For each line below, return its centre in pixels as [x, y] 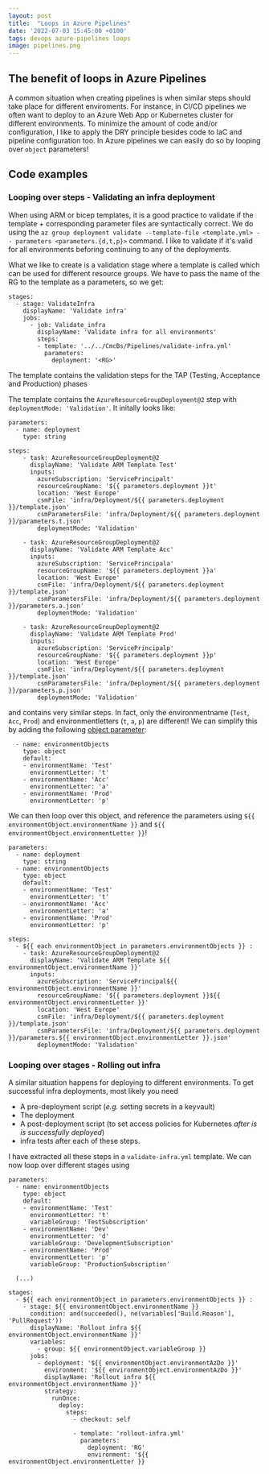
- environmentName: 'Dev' [66, 1229]
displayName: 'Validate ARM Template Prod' [104, 634]
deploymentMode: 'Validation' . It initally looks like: [92, 408]
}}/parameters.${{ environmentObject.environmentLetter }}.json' [120, 1037]
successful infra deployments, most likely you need [94, 1091]
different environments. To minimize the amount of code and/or [113, 123]
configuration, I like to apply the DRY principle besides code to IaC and [125, 132]
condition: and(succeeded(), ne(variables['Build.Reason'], [132, 1314]
